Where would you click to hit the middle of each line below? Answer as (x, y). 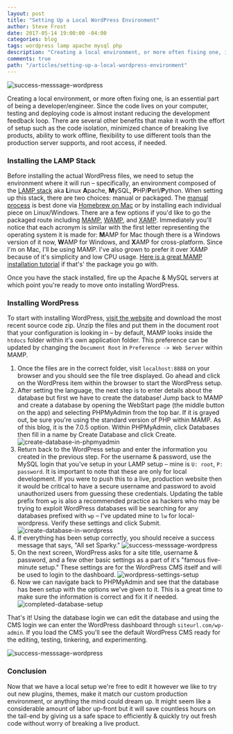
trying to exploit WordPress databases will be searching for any (108, 509)
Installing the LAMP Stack (51, 160)
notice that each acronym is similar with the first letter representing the (109, 227)
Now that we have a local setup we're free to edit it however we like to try (112, 686)
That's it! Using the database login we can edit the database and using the (113, 617)
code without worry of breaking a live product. (74, 723)
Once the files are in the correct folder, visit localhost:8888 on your (113, 368)
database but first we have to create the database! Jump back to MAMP (120, 398)
